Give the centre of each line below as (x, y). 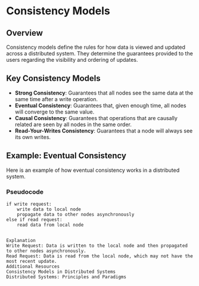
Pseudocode (25, 191)
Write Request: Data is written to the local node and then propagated (97, 246)
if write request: (29, 204)
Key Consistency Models (54, 78)
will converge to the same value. (55, 112)
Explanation (21, 240)
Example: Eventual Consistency (66, 156)
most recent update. (32, 261)
